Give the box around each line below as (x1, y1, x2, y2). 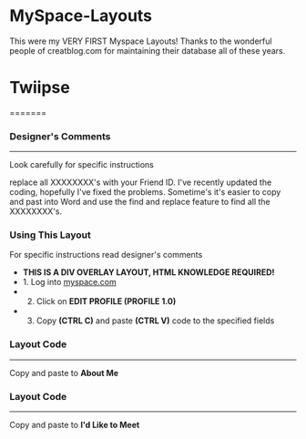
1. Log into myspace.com (22, 277, 117, 288)
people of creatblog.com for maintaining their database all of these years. (9, 45, 286, 56)
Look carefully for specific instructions (9, 159, 155, 170)
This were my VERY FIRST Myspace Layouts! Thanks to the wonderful (9, 36, 272, 46)
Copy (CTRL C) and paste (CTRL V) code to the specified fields (36, 315, 275, 326)
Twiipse (9, 77, 70, 98)
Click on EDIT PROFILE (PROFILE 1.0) (36, 296, 177, 307)
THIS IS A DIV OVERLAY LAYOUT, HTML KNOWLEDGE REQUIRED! (22, 267, 275, 278)
